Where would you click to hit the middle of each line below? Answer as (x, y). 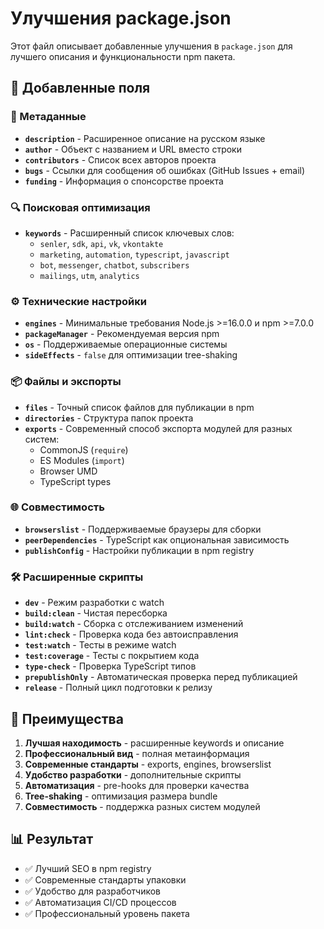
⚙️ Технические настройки (78, 301)
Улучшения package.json (121, 18)
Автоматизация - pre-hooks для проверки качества (137, 785)
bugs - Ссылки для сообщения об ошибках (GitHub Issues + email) (165, 170)
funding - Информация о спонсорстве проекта (124, 181)
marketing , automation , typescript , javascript (134, 254)
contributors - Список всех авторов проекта (120, 159)
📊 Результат (52, 839)
